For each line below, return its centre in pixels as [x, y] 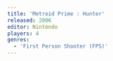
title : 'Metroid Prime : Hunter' [56, 14]
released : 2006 [29, 20]
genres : [19, 40]
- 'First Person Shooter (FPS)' [61, 46]
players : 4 [23, 33]
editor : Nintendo [33, 27]
